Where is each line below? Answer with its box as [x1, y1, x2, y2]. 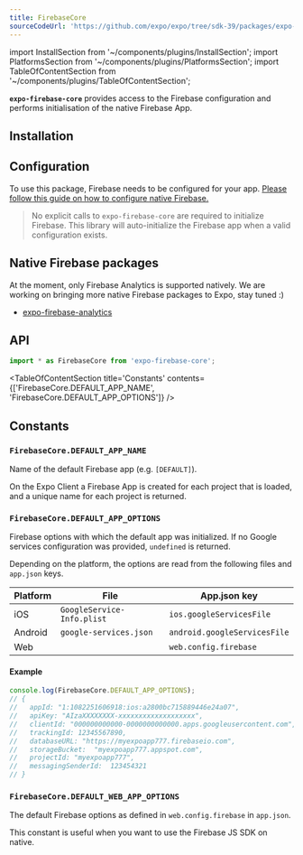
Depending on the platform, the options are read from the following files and [9, 559, 292, 570]
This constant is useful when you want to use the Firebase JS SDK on [9, 827, 268, 838]
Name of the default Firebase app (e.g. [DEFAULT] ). [9, 463, 197, 474]
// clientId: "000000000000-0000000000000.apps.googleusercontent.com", [9, 720, 297, 729]
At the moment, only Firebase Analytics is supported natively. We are [9, 279, 266, 290]
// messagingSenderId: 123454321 [9, 762, 147, 771]
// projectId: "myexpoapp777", [9, 753, 135, 763]
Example [9, 665, 43, 677]
